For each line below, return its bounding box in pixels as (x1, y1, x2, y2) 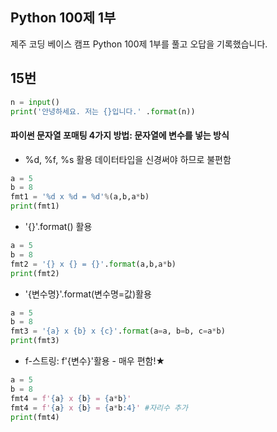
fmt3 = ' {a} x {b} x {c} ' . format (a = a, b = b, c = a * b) (10, 326, 226, 337)
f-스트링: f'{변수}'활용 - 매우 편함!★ (24, 355, 166, 367)
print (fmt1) (10, 201, 60, 212)
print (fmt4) (10, 412, 60, 422)
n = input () (10, 97, 60, 107)
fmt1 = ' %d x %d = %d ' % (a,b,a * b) (10, 192, 150, 202)
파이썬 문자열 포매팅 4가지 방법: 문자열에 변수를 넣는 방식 (10, 129, 230, 141)
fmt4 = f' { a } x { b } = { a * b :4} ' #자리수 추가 (10, 403, 188, 413)
